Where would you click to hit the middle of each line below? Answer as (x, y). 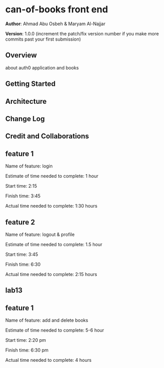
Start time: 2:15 (21, 186)
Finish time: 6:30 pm (27, 350)
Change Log (25, 118)
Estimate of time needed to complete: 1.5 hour (54, 244)
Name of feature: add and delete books (47, 320)
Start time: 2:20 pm (26, 340)
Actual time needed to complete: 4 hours (48, 360)
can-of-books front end (57, 10)
